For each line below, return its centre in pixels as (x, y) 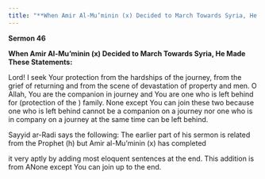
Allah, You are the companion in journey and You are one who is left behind (131, 94)
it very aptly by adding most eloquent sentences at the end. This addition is (131, 158)
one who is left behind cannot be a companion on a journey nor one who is (131, 111)
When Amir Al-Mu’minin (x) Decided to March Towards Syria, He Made (127, 53)
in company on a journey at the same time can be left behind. (108, 119)
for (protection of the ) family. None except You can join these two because (131, 102)
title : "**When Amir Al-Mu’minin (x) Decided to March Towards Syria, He (133, 15)
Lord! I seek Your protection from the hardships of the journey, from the (125, 77)
